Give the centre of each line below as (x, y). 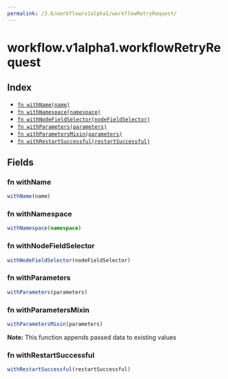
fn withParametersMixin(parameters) (70, 134)
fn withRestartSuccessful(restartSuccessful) (83, 141)
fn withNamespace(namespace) (59, 112)
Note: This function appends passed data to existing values (92, 337)
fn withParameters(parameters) (62, 127)
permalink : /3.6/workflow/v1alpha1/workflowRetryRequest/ (92, 13)
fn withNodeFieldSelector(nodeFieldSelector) (83, 119)
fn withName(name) (43, 105)
